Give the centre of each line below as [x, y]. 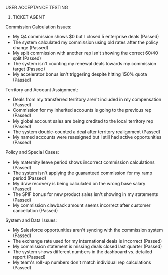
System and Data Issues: [31, 220]
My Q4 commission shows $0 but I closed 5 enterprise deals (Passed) [86, 37]
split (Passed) [27, 58]
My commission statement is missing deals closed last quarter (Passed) [87, 246]
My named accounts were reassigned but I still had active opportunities [87, 137]
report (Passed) [29, 257]
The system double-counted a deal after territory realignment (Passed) [87, 132]
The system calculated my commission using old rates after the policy [85, 42]
